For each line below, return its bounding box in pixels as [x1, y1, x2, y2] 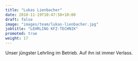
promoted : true [5, 31, 38, 36]
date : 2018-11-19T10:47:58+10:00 [5, 12, 76, 17]
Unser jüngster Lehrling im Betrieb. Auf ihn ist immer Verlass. [5, 49, 133, 56]
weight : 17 [5, 36, 28, 41]
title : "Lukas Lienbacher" [5, 7, 62, 13]
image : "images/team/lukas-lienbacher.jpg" [5, 21, 99, 27]
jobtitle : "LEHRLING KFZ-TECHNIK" [5, 26, 79, 32]
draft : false [5, 17, 33, 22]
